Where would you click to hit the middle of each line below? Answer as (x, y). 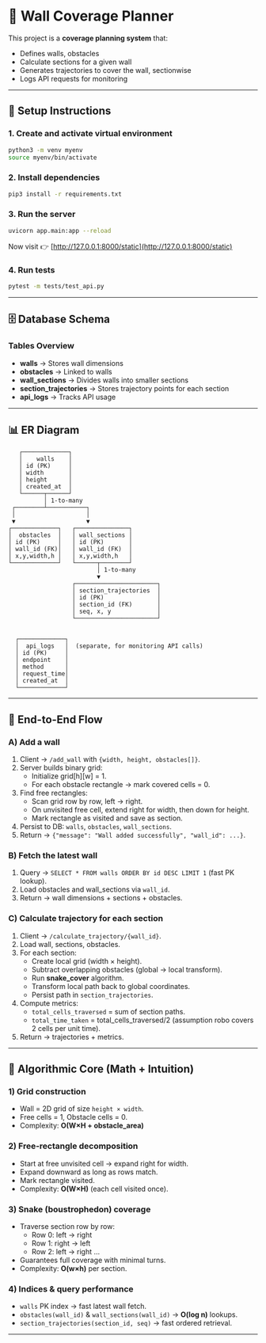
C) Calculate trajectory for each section (86, 919)
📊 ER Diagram (44, 430)
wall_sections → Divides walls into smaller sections (104, 380)
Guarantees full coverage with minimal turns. (93, 1260)
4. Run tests (32, 270)
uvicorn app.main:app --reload (60, 230)
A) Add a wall (34, 742)
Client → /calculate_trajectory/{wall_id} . (91, 936)
